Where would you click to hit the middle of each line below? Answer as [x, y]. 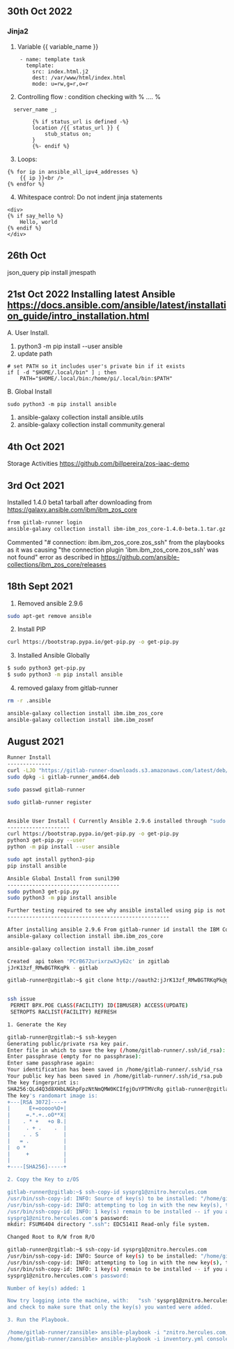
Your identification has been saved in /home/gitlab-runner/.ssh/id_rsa [115, 1070]
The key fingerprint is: [43, 1083]
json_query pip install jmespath [52, 272]
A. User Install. [28, 333]
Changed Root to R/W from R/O [51, 1237]
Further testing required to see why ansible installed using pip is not [117, 911]
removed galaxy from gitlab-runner [68, 688]
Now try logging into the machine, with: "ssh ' [82, 1301]
